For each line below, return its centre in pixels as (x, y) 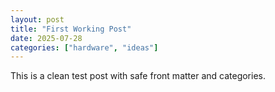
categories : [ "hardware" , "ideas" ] (84, 47)
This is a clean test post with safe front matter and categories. (138, 76)
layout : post (37, 19)
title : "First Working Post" (71, 29)
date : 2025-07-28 (46, 38)
